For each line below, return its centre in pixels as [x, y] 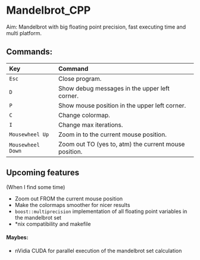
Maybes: [17, 237]
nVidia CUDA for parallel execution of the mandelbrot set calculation [98, 250]
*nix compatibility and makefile [53, 224]
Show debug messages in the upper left [114, 88]
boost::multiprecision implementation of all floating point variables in [101, 211]
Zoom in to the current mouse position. [112, 134]
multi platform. [24, 33]
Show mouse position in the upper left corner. [122, 105]
